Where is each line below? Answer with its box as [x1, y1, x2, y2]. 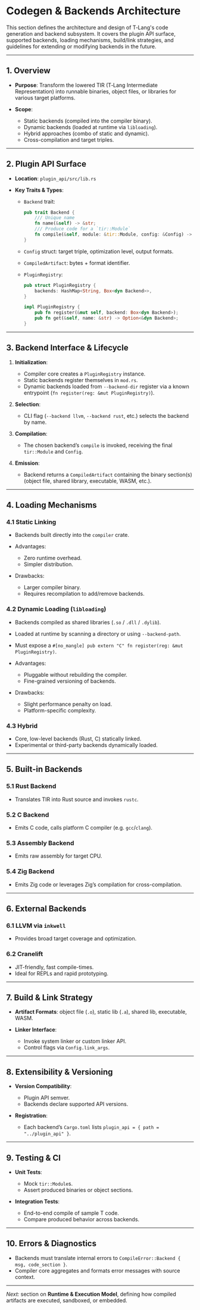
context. [14, 1273, 36, 1280]
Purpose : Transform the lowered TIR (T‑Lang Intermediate [14, 82, 158, 89]
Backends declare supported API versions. [23, 1100, 129, 1108]
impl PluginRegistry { [23, 304, 80, 310]
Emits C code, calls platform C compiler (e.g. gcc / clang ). [14, 824, 153, 831]
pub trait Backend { [23, 210, 75, 215]
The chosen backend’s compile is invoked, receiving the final [23, 442, 173, 449]
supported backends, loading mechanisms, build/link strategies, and [6, 36, 174, 43]
